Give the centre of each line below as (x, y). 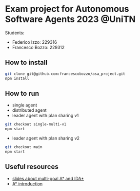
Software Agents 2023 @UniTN (70, 19)
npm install (17, 78)
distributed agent (29, 110)
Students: (15, 33)
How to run (22, 93)
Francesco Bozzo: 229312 (38, 47)
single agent (25, 105)
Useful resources (32, 167)
